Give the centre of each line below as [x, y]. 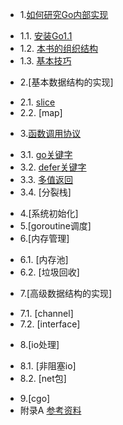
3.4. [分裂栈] [45, 192]
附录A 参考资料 [50, 410]
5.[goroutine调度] [55, 226]
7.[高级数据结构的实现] [66, 293]
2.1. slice [37, 102]
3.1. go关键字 [46, 154]
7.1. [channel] [46, 313]
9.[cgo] [35, 398]
